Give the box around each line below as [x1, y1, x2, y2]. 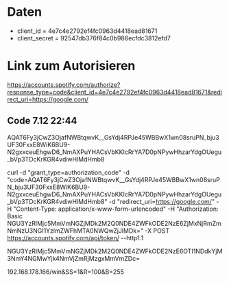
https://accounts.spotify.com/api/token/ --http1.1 [7, 233, 144, 242]
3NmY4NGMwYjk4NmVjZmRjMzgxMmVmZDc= [7, 254, 141, 262]
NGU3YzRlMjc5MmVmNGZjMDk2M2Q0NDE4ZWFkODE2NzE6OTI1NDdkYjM [7, 247, 223, 255]
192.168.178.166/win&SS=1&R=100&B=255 [7, 268, 125, 276]
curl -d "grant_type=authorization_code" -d [7, 168, 130, 177]
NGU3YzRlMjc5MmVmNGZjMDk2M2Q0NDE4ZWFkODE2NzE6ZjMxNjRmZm [7, 219, 221, 227]
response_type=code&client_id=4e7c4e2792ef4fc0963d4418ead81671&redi [7, 88, 223, 96]
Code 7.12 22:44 [7, 115, 77, 127]
